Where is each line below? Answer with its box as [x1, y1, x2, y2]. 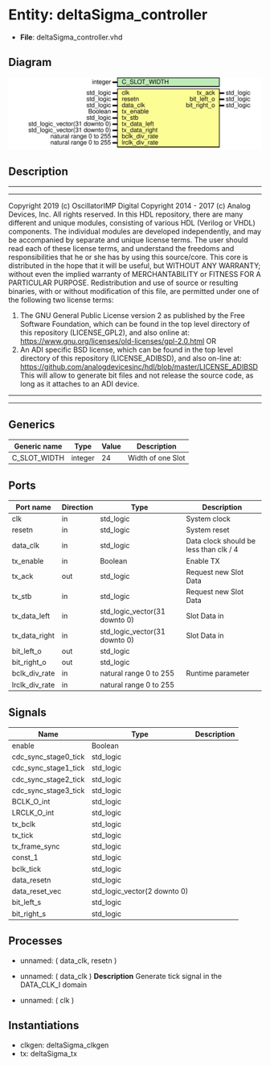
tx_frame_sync [11, 841, 60, 851]
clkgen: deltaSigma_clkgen [19, 1040, 109, 1050]
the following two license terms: [8, 295, 114, 305]
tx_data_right [11, 630, 55, 641]
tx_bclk [11, 819, 36, 828]
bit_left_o [11, 646, 43, 655]
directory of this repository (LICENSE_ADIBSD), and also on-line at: [19, 353, 243, 363]
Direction [61, 502, 94, 512]
